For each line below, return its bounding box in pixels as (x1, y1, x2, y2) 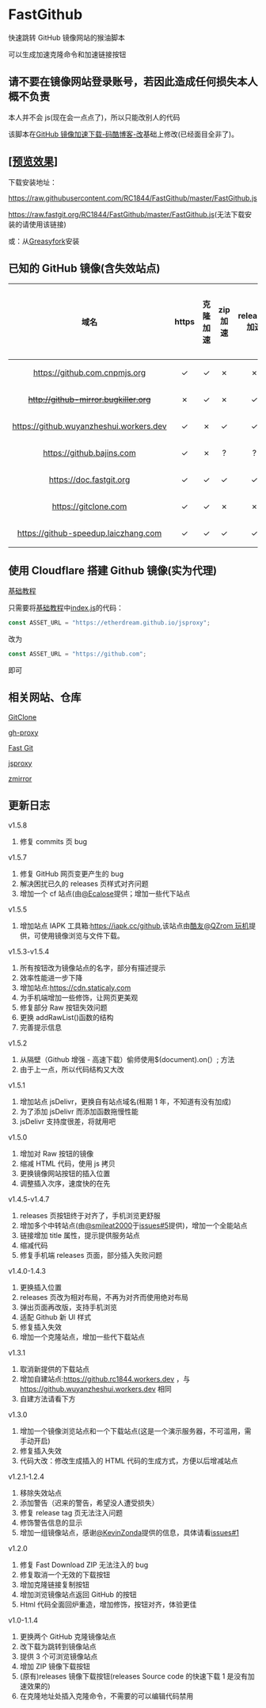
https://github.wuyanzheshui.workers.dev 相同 (19, 1384, 172, 1393)
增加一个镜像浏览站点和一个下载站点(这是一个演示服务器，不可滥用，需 (19, 1426, 252, 1435)
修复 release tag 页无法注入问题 (19, 1507, 123, 1517)
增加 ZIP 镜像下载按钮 (19, 1661, 91, 1671)
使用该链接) (28, 220, 67, 229)
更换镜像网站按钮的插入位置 (19, 1168, 111, 1178)
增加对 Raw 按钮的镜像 (19, 1148, 93, 1158)
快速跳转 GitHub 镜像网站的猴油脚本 (8, 32, 125, 42)
